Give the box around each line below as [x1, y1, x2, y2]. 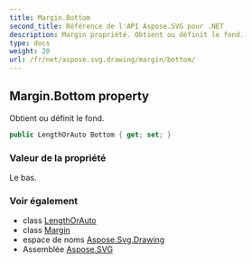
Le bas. [9, 172, 38, 183]
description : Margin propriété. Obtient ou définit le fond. [9, 30, 245, 39]
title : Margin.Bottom [9, 13, 91, 23]
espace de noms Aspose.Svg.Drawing [22, 234, 165, 245]
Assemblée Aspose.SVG [22, 244, 114, 255]
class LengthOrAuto [22, 215, 97, 226]
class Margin [22, 225, 70, 236]
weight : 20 [9, 47, 51, 56]
